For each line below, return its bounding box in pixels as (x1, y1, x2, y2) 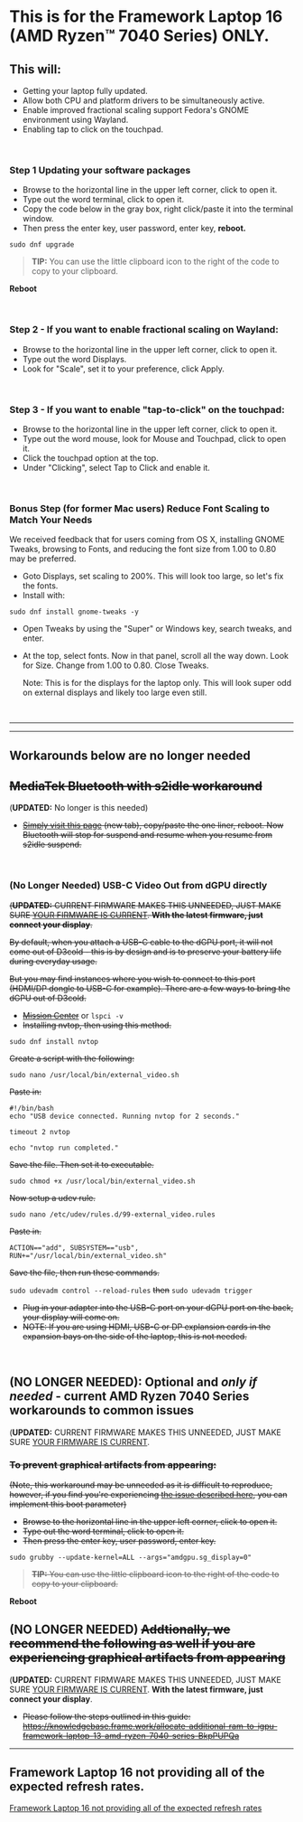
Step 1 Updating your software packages (9, 164, 191, 176)
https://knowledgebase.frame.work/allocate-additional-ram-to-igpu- (22, 1720, 278, 1732)
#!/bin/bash (9, 1104, 54, 1113)
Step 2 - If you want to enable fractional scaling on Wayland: (9, 324, 280, 336)
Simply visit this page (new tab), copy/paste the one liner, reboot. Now (22, 820, 284, 831)
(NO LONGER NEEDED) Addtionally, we (9, 1622, 231, 1638)
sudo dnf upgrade (9, 240, 75, 249)
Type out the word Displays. (22, 353, 127, 364)
